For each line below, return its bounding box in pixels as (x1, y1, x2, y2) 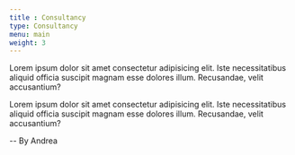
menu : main (9, 30, 50, 39)
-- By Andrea (9, 135, 58, 146)
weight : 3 (9, 38, 47, 47)
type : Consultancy (9, 22, 78, 30)
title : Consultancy (9, 13, 87, 22)
